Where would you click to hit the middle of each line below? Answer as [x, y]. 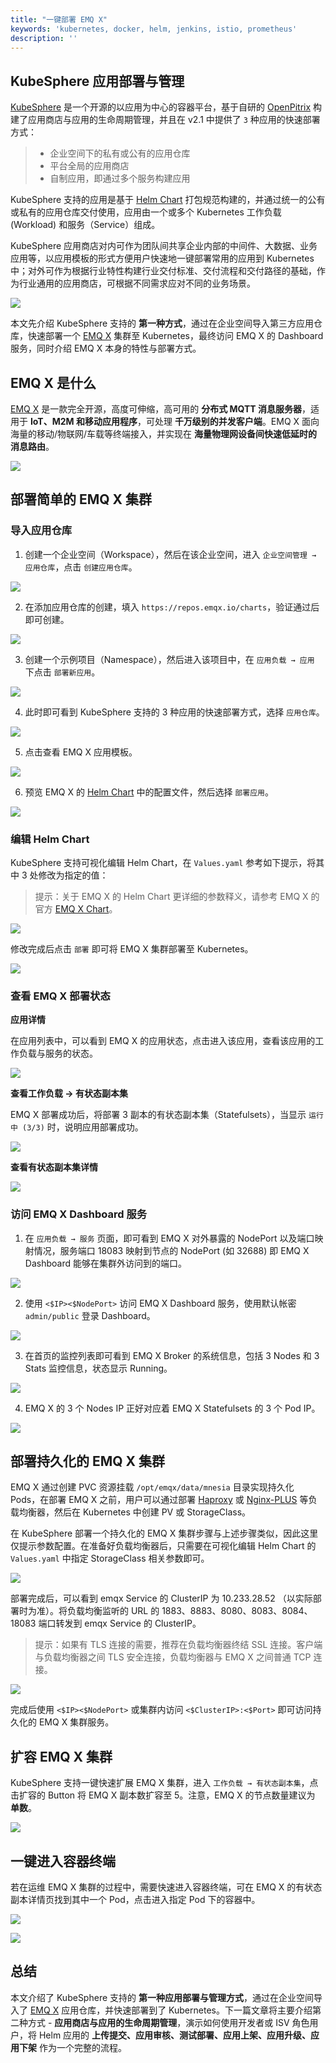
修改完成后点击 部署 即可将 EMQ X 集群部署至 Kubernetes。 [132, 948]
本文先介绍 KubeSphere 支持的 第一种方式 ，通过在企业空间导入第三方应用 [162, 323]
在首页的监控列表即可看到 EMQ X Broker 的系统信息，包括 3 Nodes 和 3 [172, 1355]
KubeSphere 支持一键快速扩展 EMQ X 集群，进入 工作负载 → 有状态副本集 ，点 [164, 1783]
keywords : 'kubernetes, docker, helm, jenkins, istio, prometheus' [154, 29]
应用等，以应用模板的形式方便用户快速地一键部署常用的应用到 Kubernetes [162, 258]
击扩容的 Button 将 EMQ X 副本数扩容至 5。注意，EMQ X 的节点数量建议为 [163, 1795]
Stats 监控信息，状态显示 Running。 [98, 1368]
